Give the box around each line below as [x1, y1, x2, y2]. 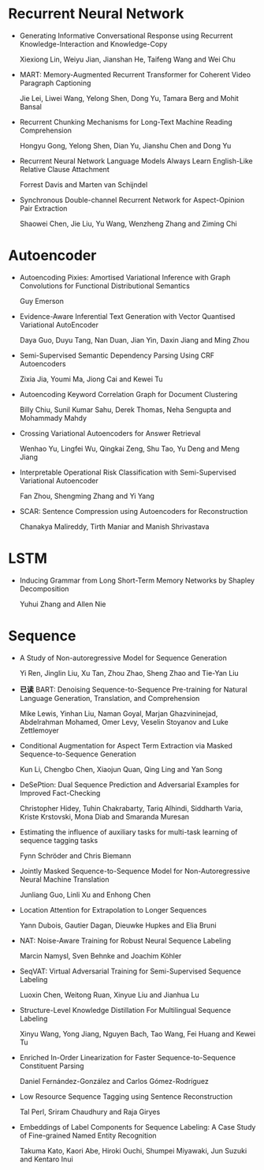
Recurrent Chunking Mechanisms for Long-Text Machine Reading [19, 117, 232, 126]
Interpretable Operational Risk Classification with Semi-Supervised [19, 467, 236, 477]
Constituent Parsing [19, 1061, 84, 1071]
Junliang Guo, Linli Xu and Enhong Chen [19, 890, 151, 899]
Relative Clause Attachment [19, 164, 110, 174]
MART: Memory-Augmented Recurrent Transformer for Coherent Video [19, 69, 251, 79]
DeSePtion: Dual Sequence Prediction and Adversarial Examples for [19, 779, 240, 789]
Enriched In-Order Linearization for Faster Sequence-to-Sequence [19, 1052, 236, 1062]
